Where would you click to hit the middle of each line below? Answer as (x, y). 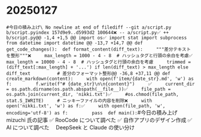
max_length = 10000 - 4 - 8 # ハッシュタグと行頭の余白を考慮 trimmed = (99, 62)
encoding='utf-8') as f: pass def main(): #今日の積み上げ (92, 112)
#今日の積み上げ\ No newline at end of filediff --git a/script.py (89, 27)
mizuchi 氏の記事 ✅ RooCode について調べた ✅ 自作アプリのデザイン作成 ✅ (99, 120)
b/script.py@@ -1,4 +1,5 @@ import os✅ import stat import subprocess (97, 38)
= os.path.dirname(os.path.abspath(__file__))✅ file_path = (89, 89)
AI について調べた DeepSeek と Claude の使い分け (71, 127)
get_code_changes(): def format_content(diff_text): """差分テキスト (99, 49)
